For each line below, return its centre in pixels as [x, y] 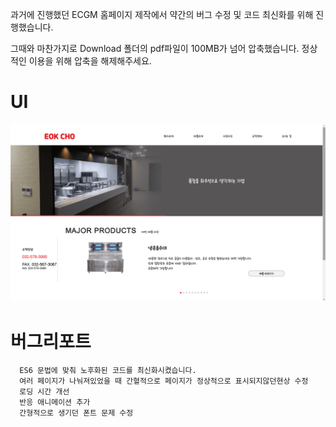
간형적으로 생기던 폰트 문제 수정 [76, 413]
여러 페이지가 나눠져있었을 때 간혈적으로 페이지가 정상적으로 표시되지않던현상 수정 [164, 381]
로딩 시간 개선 [44, 392]
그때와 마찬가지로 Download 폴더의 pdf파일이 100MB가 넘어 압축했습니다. [155, 48]
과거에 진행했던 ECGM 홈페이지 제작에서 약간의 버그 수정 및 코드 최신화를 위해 [162, 14]
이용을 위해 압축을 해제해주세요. [90, 61]
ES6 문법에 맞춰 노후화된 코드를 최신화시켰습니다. [108, 371]
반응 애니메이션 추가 [55, 403]
